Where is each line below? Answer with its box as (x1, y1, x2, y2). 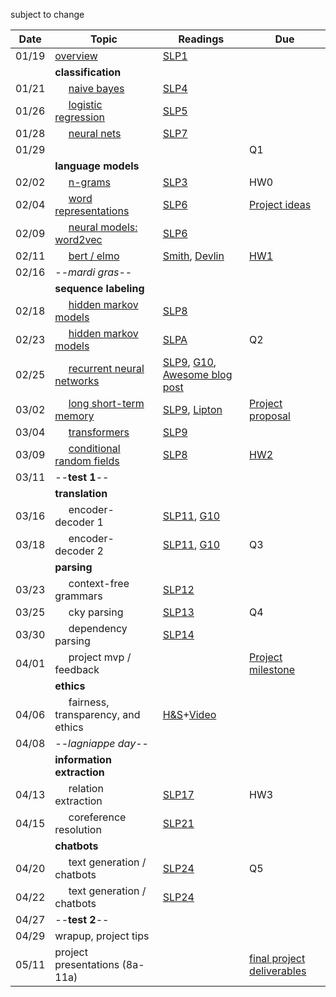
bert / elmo (68, 249, 120, 263)
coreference (68, 810, 127, 824)
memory (54, 409, 95, 423)
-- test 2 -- (54, 913, 110, 926)
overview (54, 49, 98, 63)
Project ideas (249, 198, 312, 211)
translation (54, 487, 108, 500)
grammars (54, 589, 103, 603)
